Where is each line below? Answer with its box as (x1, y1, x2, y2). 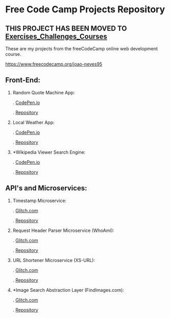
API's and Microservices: (5, 184, 87, 193)
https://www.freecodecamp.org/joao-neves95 (5, 61, 103, 67)
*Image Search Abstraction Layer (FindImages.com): (12, 287, 124, 293)
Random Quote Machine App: (12, 89, 75, 95)
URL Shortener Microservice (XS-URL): (12, 257, 95, 263)
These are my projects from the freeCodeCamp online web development (5, 46, 158, 52)
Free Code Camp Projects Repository (5, 4, 165, 15)
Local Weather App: (12, 119, 55, 125)
